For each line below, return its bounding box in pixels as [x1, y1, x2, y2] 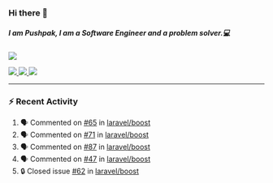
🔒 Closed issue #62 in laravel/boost [19, 166, 140, 177]
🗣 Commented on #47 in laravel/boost [19, 154, 151, 164]
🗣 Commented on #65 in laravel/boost [19, 117, 151, 128]
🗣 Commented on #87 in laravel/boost [19, 142, 150, 152]
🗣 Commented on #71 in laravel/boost [19, 130, 149, 140]
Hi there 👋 [8, 7, 49, 19]
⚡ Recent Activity [8, 96, 79, 107]
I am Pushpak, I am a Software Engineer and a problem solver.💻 [8, 28, 231, 37]
